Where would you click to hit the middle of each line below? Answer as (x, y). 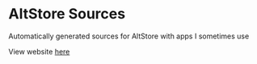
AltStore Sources (67, 14)
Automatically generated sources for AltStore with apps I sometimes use (129, 36)
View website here (39, 51)
